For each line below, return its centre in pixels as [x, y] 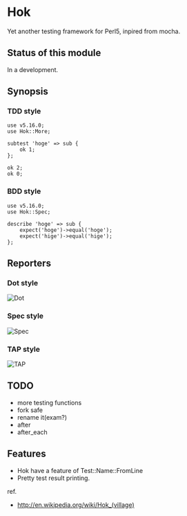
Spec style [25, 316]
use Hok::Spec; [29, 212]
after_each [32, 432]
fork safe [30, 410]
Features [27, 454]
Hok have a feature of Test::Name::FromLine [80, 470]
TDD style [24, 112]
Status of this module [54, 53]
